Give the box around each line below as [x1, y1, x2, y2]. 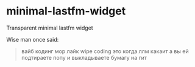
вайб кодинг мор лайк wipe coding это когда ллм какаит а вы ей [21, 47, 189, 55]
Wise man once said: [6, 36, 59, 43]
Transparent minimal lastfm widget [6, 24, 93, 31]
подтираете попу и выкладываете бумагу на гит [21, 54, 147, 61]
